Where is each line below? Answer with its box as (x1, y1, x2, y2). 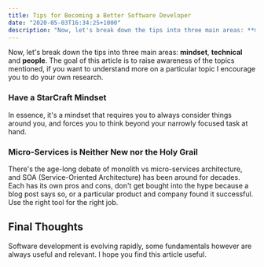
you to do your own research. (8, 72, 104, 82)
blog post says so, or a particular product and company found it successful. (8, 189, 254, 199)
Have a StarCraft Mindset (8, 92, 107, 103)
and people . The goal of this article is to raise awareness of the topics (8, 56, 235, 65)
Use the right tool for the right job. (8, 197, 119, 207)
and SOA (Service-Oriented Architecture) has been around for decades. (8, 172, 241, 181)
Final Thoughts (8, 221, 84, 234)
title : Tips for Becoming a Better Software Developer (8, 11, 192, 20)
